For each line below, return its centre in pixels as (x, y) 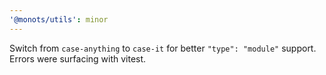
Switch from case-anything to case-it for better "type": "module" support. (163, 48)
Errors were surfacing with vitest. (78, 58)
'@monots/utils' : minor (59, 19)
